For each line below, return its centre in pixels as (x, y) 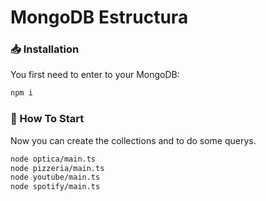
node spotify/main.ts (55, 187)
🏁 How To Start (47, 119)
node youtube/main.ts (55, 177)
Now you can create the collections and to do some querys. (133, 140)
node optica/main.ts (53, 159)
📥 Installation (45, 49)
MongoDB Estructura (99, 17)
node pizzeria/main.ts (57, 168)
